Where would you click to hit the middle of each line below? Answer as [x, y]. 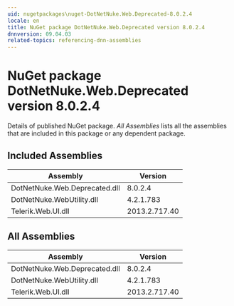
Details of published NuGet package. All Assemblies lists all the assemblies [117, 126]
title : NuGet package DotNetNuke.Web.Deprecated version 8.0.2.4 [106, 27]
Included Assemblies [55, 156]
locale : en [23, 21]
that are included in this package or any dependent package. [97, 133]
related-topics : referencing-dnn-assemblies [74, 41]
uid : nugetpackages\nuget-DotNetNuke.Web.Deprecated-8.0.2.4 [100, 14]
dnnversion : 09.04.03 [39, 34]
